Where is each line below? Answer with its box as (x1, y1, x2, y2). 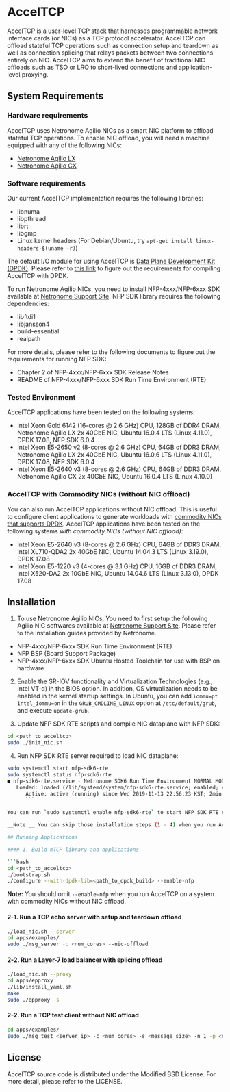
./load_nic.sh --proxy (7, 971, 72, 978)
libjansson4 (16, 320, 50, 328)
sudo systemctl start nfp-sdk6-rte (7, 765, 109, 772)
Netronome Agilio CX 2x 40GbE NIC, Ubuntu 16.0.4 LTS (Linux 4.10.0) (16, 472, 213, 481)
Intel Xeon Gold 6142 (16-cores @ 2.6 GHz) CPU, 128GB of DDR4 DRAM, (16, 422, 221, 430)
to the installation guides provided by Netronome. (16, 629, 157, 637)
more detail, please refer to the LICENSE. (7, 1077, 123, 1085)
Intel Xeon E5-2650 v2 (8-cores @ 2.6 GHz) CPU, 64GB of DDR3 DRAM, (16, 443, 221, 452)
